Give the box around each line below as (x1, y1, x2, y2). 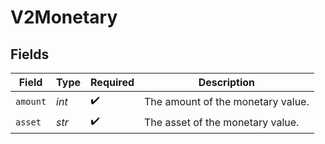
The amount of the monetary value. (144, 94, 310, 108)
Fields (10, 46, 50, 63)
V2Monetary (10, 6, 118, 29)
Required (90, 76, 135, 89)
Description (198, 76, 256, 89)
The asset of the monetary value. (144, 115, 300, 129)
